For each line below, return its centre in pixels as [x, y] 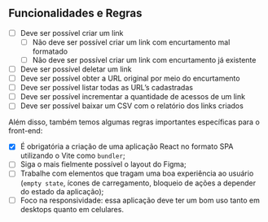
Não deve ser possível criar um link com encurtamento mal [131, 42]
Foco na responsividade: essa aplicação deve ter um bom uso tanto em [140, 200]
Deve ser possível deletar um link [76, 69]
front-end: [26, 131]
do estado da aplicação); [62, 191]
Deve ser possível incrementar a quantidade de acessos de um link [133, 97]
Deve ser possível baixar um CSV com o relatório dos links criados [132, 106]
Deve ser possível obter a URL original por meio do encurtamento [130, 78]
